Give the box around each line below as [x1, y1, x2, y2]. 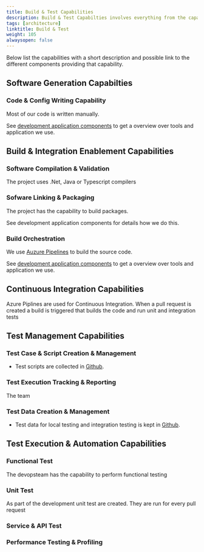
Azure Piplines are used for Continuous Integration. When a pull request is [6, 300, 192, 308]
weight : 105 [6, 32, 36, 38]
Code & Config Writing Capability [6, 96, 106, 105]
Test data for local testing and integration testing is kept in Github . [15, 421, 180, 428]
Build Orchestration [6, 234, 66, 242]
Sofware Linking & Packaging [6, 193, 95, 202]
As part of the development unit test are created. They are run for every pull [6, 500, 196, 508]
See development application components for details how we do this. [6, 219, 179, 226]
